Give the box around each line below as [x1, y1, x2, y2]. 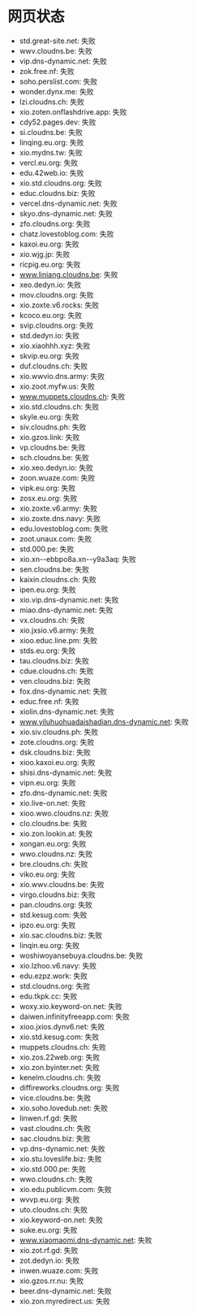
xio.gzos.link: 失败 [19, 432, 80, 442]
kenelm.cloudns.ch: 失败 [19, 1073, 102, 1082]
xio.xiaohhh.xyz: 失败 [19, 341, 91, 350]
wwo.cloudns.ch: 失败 [19, 1174, 93, 1184]
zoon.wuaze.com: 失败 [19, 472, 96, 482]
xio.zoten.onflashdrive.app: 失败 [19, 107, 127, 116]
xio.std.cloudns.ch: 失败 [19, 402, 100, 411]
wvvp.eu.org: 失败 [19, 1194, 80, 1204]
